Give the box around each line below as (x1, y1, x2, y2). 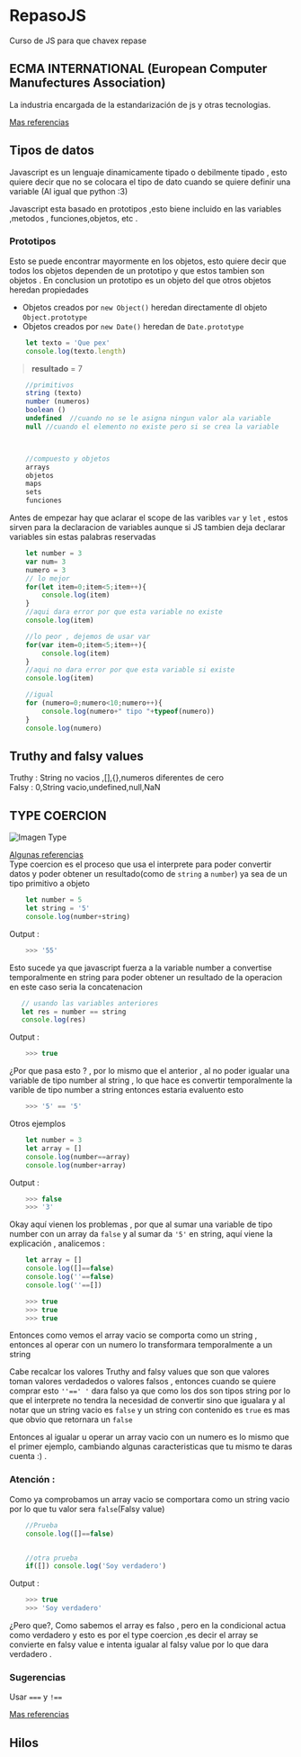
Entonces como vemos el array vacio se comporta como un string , (9, 1329, 258, 1341)
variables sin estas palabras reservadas (9, 532, 156, 543)
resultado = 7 (31, 363, 83, 374)
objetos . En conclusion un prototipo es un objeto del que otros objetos (9, 275, 271, 285)
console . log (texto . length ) (25, 347, 127, 356)
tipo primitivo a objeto (9, 878, 90, 889)
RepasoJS (9, 5, 87, 26)
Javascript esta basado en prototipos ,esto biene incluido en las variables (9, 203, 282, 214)
